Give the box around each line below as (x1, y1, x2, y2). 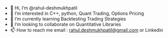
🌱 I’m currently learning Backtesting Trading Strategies (10, 16, 126, 22)
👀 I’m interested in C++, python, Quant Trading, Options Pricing (10, 10, 144, 16)
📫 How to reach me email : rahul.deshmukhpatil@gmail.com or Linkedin (10, 27, 163, 33)
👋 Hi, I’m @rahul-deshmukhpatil (10, 5, 78, 11)
